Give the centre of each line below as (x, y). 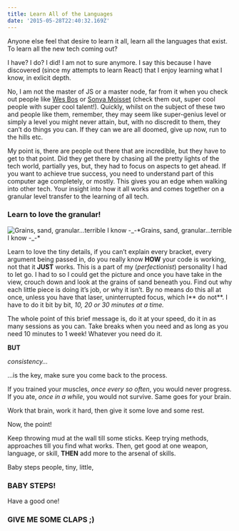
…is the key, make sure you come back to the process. (87, 375)
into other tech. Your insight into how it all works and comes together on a (116, 188)
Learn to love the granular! (54, 215)
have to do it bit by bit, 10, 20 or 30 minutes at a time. (86, 305)
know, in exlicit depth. (39, 77)
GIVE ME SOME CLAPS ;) (51, 520)
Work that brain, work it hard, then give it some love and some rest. (106, 410)
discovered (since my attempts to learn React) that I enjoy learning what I (115, 70)
